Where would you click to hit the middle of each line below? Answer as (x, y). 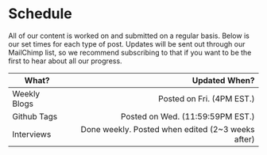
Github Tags (35, 116)
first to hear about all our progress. (65, 61)
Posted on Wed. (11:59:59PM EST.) (188, 116)
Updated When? (223, 80)
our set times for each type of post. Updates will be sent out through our (127, 43)
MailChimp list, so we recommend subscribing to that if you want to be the (130, 52)
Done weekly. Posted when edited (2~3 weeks (168, 129)
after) (244, 139)
